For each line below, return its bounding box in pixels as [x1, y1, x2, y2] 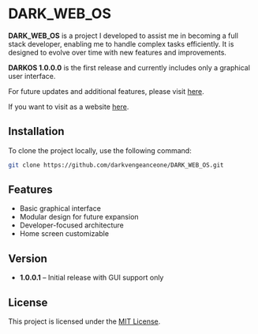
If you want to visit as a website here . [8, 102, 129, 111]
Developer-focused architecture [19, 220, 124, 230]
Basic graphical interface [19, 204, 101, 213]
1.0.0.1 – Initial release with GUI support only [19, 273, 164, 283]
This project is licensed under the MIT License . [8, 317, 161, 326]
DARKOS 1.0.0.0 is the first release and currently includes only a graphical [8, 62, 251, 72]
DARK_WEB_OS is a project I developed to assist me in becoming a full [8, 31, 239, 40]
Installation [8, 125, 65, 138]
